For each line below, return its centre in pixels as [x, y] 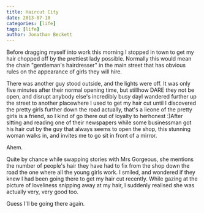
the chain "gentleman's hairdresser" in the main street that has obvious [96, 65]
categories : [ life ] [31, 23]
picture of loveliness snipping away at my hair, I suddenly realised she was [100, 185]
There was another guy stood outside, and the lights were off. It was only [99, 84]
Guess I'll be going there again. [46, 204]
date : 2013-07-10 [28, 18]
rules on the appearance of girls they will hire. [64, 72]
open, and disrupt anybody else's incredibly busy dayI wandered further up [102, 97]
